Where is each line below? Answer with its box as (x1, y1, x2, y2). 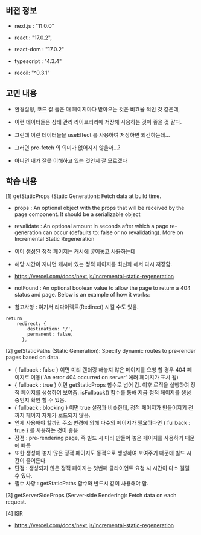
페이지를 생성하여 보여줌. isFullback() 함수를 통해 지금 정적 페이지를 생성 (21, 389, 191, 396)
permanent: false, (27, 332, 74, 338)
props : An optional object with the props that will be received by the (14, 205, 185, 212)
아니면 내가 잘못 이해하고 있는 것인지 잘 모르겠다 (14, 157, 127, 164)
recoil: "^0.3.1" (14, 69, 50, 76)
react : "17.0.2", (14, 34, 53, 41)
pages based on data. (5, 353, 60, 361)
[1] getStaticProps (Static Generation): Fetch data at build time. (5, 192, 161, 200)
